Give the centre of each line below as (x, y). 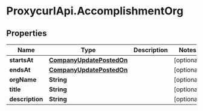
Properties (27, 33)
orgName (23, 79)
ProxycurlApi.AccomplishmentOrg (95, 11)
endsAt (20, 70)
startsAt (21, 60)
